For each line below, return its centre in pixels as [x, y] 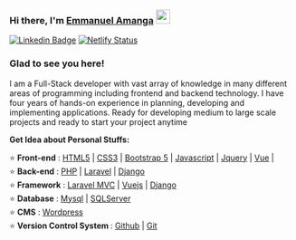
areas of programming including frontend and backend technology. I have [147, 93]
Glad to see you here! [57, 63]
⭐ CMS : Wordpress [46, 212]
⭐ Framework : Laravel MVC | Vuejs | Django [93, 185]
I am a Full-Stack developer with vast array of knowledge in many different [148, 83]
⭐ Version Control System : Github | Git [83, 226]
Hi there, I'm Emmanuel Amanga [81, 20]
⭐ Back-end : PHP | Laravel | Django [77, 171]
